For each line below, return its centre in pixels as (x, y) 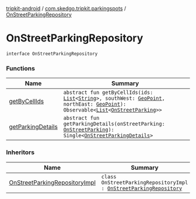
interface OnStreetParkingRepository (52, 54)
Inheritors (20, 152)
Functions (20, 68)
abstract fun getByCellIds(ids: (108, 92)
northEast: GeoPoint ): (95, 104)
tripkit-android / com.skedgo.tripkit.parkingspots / (66, 8)
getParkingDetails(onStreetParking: (114, 124)
